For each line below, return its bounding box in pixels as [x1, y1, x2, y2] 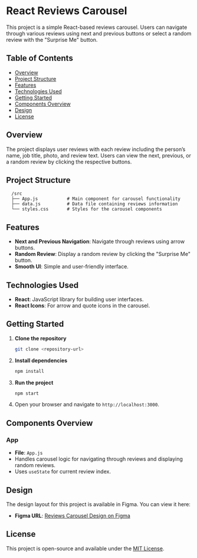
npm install [14, 368, 44, 374]
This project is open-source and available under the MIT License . [6, 544, 165, 552]
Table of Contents [6, 53, 74, 63]
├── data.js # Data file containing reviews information [11, 201, 178, 207]
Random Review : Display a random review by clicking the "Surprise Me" [14, 251, 191, 258]
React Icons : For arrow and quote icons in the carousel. [14, 302, 150, 309]
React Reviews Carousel [6, 4, 127, 18]
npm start [14, 390, 40, 396]
